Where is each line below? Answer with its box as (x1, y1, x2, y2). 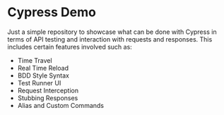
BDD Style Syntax (17, 71, 69, 80)
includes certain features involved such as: (7, 42, 132, 51)
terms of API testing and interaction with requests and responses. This (7, 35, 213, 43)
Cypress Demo (7, 4, 97, 20)
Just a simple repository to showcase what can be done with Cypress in (7, 28, 217, 36)
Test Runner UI (17, 78, 61, 87)
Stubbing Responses (17, 93, 78, 102)
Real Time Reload (17, 63, 69, 72)
